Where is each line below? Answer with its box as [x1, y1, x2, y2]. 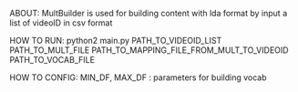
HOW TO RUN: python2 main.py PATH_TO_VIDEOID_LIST [9, 36, 222, 46]
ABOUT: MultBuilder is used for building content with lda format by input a [9, 8, 288, 18]
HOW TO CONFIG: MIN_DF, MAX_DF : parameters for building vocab [9, 72, 267, 83]
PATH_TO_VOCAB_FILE [9, 55, 96, 65]
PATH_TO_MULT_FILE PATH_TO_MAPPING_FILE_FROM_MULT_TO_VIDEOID [9, 45, 289, 56]
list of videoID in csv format [9, 17, 113, 28]
